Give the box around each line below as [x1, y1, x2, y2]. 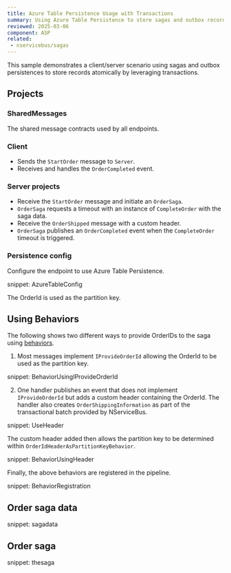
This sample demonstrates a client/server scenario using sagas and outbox [7, 61, 220, 69]
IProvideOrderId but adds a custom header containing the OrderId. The [16, 393, 220, 402]
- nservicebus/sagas [10, 42, 69, 49]
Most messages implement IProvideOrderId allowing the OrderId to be [16, 352, 217, 360]
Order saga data [7, 501, 78, 513]
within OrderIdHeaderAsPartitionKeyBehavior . [7, 442, 135, 451]
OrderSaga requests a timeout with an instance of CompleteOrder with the [16, 204, 221, 213]
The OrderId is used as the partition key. [7, 293, 122, 301]
